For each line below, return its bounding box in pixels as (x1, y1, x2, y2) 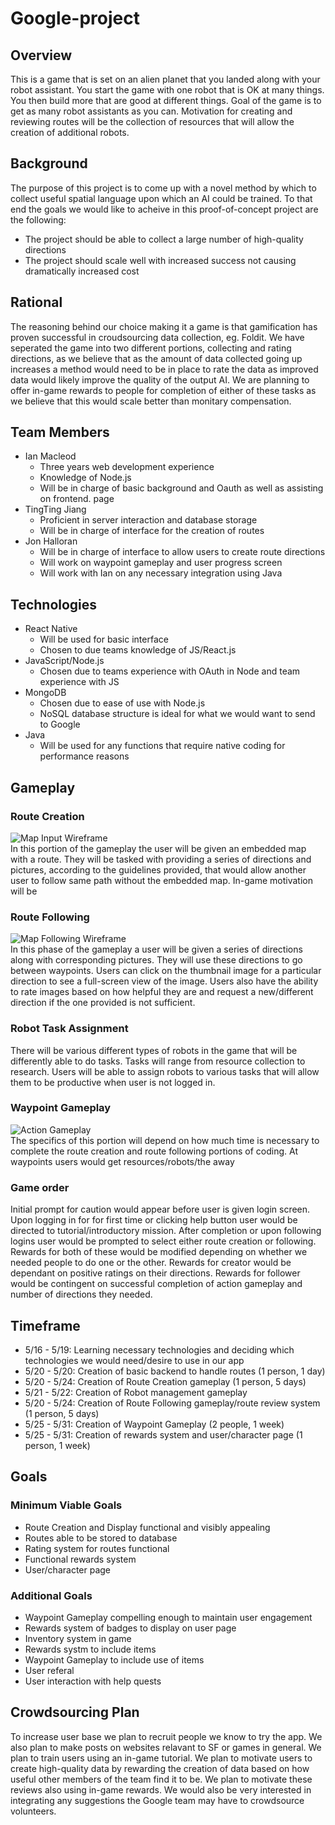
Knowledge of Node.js (39, 472, 132, 484)
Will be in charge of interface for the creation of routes (39, 525, 265, 537)
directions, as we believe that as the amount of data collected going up (10, 352, 303, 364)
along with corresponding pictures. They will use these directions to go (10, 954, 303, 966)
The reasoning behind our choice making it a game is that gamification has (10, 320, 318, 332)
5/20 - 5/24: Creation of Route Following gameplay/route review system (24, 1397, 321, 1409)
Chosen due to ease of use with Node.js (39, 697, 206, 709)
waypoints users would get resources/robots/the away (10, 1155, 235, 1167)
